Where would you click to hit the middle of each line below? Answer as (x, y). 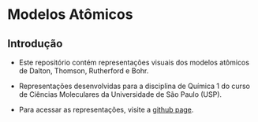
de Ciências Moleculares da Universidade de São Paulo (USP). (120, 94)
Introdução (35, 44)
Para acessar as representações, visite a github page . (106, 109)
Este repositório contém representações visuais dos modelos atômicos (134, 62)
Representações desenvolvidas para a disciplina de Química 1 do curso (134, 86)
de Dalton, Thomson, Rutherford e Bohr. (84, 71)
